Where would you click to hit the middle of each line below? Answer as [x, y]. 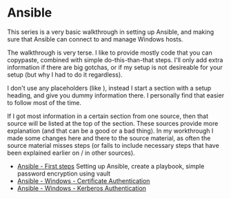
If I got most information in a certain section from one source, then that [108, 116]
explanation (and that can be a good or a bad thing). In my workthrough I [110, 131]
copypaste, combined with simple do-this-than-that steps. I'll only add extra [115, 59]
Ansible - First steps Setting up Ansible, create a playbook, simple [111, 166]
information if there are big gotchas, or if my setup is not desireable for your [115, 67]
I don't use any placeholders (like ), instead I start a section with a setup [109, 88]
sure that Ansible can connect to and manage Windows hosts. [95, 39]
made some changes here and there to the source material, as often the [109, 138]
